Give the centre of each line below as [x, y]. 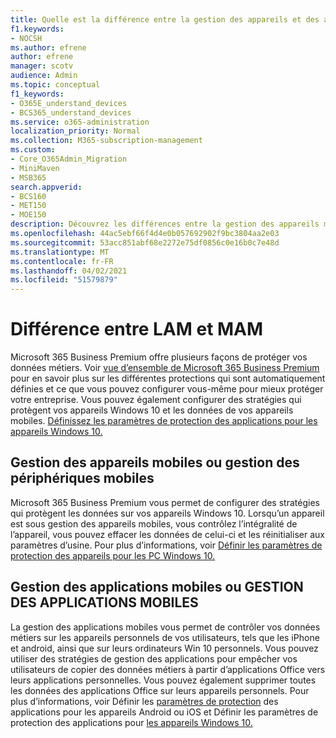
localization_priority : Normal [75, 131]
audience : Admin [44, 76]
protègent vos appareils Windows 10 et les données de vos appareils [152, 410]
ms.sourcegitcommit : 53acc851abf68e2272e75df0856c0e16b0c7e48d [145, 242]
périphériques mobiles [82, 478]
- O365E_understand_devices [69, 103]
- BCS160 [28, 196]
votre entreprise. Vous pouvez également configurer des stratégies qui [156, 400]
